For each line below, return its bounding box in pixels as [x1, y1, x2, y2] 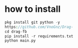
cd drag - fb [4, 29, 27, 34]
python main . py [4, 38, 36, 43]
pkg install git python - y [4, 20, 60, 25]
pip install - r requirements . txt [4, 34, 74, 39]
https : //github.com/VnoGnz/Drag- [4, 24, 74, 29]
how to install [4, 3, 61, 15]
